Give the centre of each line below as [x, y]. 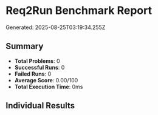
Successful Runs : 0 [39, 67]
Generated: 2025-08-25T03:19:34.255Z [56, 27]
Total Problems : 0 [37, 61]
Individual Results [40, 106]
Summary [25, 46]
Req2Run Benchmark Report [79, 11]
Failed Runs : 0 [33, 74]
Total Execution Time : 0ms [49, 87]
